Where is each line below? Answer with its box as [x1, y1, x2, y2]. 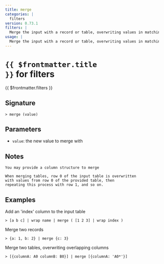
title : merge [5, 7, 32, 12]
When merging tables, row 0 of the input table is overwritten [5, 174, 137, 179]
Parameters [5, 125, 41, 133]
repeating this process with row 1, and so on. [5, 182, 104, 187]
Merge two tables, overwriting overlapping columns [5, 244, 109, 250]
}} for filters [5, 68, 55, 80]
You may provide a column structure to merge [5, 165, 99, 170]
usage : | [5, 35, 23, 40]
